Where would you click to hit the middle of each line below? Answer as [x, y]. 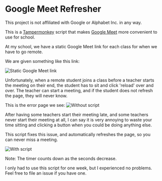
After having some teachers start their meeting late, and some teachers [77, 114]
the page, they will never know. [36, 96]
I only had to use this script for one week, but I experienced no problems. [79, 168]
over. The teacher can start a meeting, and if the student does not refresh [79, 90]
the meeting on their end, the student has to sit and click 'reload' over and [79, 85]
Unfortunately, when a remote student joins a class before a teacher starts [80, 80]
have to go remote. [24, 52]
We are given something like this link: [42, 61]
